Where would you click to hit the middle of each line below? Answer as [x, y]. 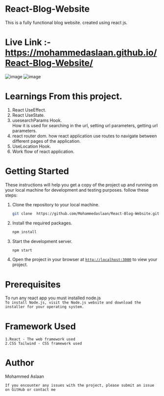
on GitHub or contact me [30, 390]
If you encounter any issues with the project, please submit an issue [80, 385]
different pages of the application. [46, 141]
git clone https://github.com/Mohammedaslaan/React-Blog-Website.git [86, 214]
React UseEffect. [29, 110]
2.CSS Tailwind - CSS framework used [44, 344]
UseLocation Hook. [32, 146]
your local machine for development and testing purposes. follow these [77, 190]
